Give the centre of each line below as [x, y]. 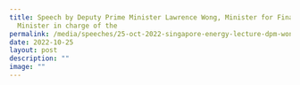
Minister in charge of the [67, 26]
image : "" [28, 67]
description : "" [39, 58]
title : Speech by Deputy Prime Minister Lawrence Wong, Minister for [142, 17]
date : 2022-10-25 [42, 42]
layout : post [33, 50]
